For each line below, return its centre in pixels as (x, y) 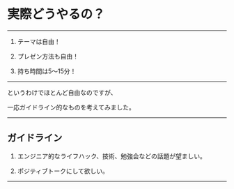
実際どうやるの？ (56, 14)
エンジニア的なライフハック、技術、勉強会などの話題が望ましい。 (112, 156)
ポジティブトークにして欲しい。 (63, 171)
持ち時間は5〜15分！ (47, 71)
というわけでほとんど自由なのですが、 (62, 92)
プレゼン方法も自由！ (48, 56)
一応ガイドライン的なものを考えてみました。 (71, 107)
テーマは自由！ (39, 41)
